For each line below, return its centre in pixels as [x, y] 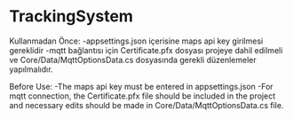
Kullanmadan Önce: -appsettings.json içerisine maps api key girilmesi [136, 41]
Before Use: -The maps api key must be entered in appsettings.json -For [141, 86]
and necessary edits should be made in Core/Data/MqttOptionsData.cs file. [146, 105]
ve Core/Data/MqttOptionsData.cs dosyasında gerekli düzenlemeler [133, 59]
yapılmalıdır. [31, 69]
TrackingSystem [71, 16]
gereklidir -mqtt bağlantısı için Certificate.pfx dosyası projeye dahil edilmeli [146, 50]
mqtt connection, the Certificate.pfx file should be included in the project [143, 96]
